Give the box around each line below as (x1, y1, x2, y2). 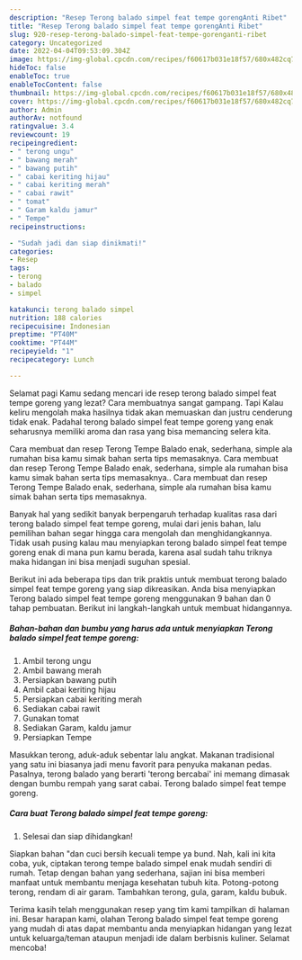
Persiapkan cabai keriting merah (22, 694, 142, 704)
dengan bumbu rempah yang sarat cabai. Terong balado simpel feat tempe (9, 777, 287, 788)
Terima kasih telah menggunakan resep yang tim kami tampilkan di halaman (9, 903, 290, 914)
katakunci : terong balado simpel (9, 305, 135, 314)
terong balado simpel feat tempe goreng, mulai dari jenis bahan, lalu (9, 518, 262, 529)
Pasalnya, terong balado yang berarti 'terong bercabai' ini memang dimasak (9, 768, 290, 779)
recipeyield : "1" (9, 347, 75, 356)
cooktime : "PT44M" (9, 338, 78, 347)
